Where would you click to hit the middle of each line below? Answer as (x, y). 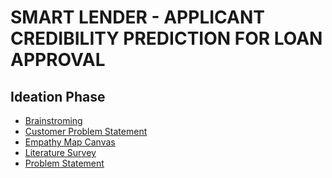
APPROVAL (58, 60)
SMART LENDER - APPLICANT (137, 17)
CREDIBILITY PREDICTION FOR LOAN (166, 38)
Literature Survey (60, 152)
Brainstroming (53, 120)
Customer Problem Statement (86, 131)
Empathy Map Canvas (70, 142)
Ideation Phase (58, 96)
